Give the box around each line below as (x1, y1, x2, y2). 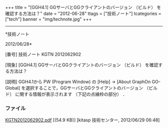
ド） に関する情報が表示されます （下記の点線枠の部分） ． (5, 91, 127, 97)
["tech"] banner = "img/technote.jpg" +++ (5, 16, 92, 22)
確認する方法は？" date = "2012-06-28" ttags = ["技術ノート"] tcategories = (5, 10, 161, 16)
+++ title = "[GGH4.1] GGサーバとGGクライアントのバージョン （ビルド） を (5, 4, 161, 10)
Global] (5, 85, 20, 91)
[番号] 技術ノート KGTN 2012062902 (5, 51, 81, 57)
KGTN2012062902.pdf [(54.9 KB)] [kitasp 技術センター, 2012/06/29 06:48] (5, 117, 160, 123)
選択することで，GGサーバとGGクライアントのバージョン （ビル (25, 85, 157, 91)
